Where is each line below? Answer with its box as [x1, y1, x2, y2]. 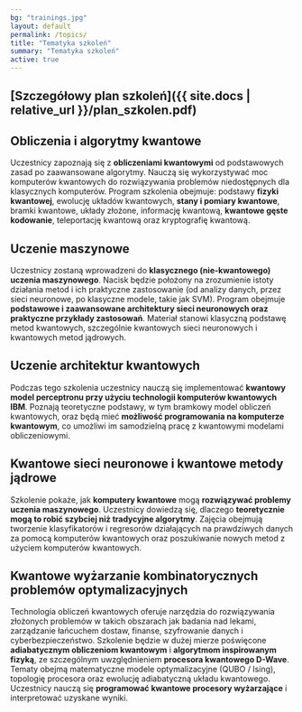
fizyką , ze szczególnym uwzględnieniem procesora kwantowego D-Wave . [10, 654, 289, 665]
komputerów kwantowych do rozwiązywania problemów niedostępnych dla [10, 177, 290, 188]
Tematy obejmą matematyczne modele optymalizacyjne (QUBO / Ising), [10, 664, 276, 675]
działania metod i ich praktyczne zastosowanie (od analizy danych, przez [10, 284, 282, 295]
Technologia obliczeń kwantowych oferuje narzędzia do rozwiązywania [10, 606, 276, 617]
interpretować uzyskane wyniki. [10, 692, 129, 704]
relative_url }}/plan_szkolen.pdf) [10, 103, 197, 118]
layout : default [10, 22, 71, 31]
